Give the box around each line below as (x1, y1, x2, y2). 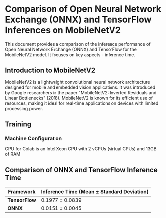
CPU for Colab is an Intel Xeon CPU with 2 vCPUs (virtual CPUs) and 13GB (5, 146, 157, 152)
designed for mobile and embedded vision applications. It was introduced (5, 84, 155, 90)
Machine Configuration (5, 135, 62, 142)
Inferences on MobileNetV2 (5, 25, 121, 36)
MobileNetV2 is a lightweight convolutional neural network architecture (5, 79, 150, 85)
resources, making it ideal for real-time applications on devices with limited (5, 100, 159, 106)
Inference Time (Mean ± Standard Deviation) (41, 188, 149, 195)
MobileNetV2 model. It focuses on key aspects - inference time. (5, 51, 135, 58)
